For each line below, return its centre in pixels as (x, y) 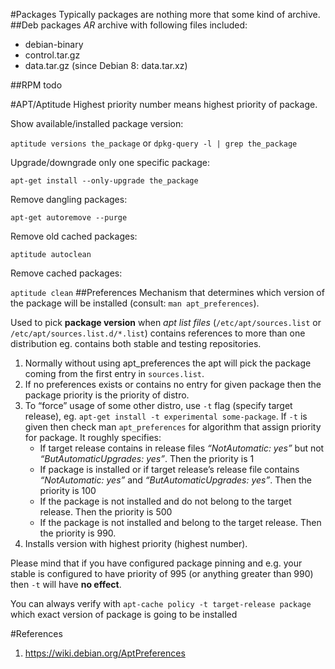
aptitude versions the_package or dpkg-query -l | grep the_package (154, 143)
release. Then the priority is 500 (106, 512)
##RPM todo (36, 85)
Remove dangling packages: (69, 199)
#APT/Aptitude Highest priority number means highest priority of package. (164, 104)
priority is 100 (68, 490)
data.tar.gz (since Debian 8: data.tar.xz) (106, 65)
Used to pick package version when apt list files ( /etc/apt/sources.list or (166, 322)
